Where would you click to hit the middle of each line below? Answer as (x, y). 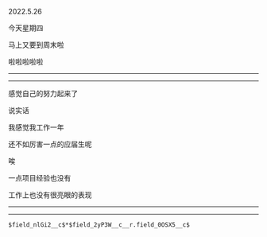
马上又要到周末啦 (36, 45)
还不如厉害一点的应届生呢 (50, 144)
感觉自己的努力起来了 (43, 93)
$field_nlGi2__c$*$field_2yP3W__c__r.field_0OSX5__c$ (99, 225)
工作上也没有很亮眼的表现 (50, 195)
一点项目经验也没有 (40, 178)
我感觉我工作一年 (36, 127)
